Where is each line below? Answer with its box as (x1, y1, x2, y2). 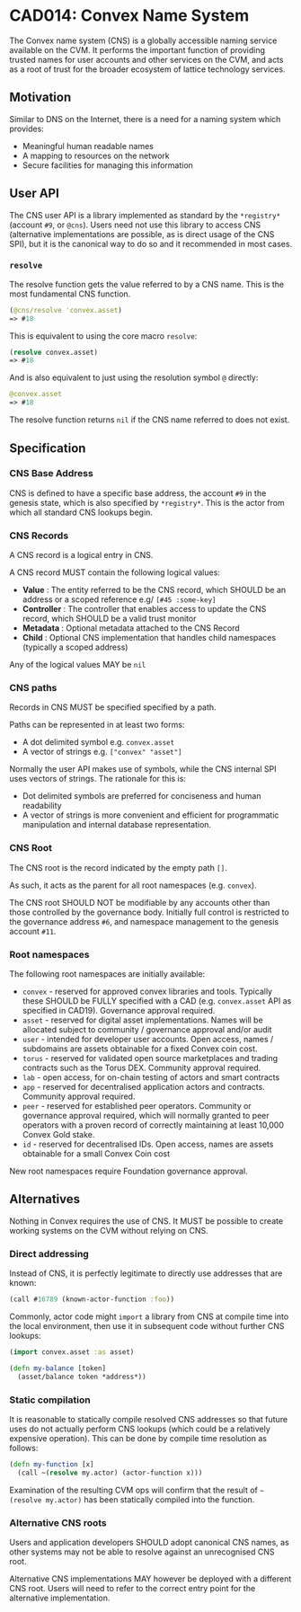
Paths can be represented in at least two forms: (9, 720, 185, 731)
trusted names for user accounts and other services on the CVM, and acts (9, 54, 284, 65)
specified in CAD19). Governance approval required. (22, 1005, 216, 1015)
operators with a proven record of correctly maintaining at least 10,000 (22, 1120, 285, 1130)
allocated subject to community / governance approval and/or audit (22, 1023, 272, 1034)
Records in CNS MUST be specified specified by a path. (9, 702, 217, 713)
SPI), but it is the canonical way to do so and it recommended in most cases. (9, 238, 293, 249)
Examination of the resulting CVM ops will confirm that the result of (9, 1484, 258, 1495)
